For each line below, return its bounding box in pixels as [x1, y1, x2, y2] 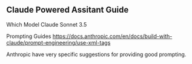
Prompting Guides [6, 33, 51, 40]
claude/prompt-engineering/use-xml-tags [6, 39, 111, 46]
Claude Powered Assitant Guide [6, 5, 129, 15]
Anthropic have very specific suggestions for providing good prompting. [6, 51, 187, 58]
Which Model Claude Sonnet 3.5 [6, 21, 87, 28]
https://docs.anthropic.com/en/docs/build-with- [52, 33, 173, 40]
